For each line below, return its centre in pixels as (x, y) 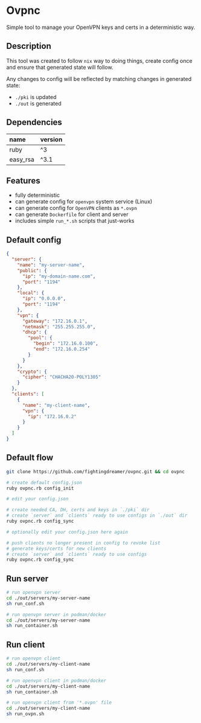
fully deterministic (37, 195)
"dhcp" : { (34, 333)
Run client (26, 644)
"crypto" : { (32, 372)
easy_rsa (22, 159)
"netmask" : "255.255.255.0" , (59, 326)
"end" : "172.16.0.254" (62, 349)
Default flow (30, 458)
